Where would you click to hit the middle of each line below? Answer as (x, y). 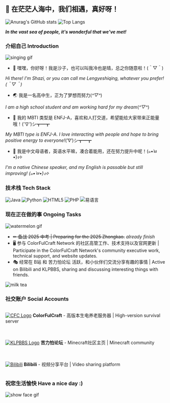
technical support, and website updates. (55, 256)
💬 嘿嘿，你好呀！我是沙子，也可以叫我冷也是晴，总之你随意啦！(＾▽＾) (88, 68)
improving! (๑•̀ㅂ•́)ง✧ (27, 174)
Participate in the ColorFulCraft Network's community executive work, (86, 250)
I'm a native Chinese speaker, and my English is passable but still (74, 167)
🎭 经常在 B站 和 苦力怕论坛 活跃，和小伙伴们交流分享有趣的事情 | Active (89, 262)
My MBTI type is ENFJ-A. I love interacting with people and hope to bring (82, 134)
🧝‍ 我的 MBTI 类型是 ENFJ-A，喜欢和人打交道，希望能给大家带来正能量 (86, 118)
